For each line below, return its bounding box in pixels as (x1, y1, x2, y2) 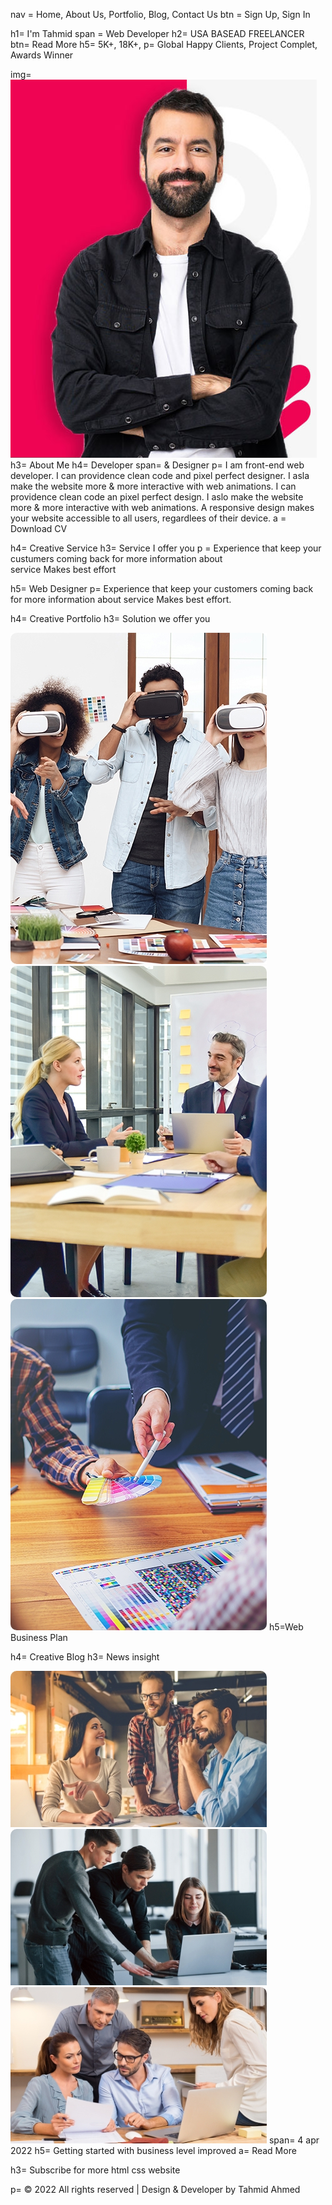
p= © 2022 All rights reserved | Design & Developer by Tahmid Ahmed (10, 2184, 301, 2195)
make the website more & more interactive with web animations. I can (10, 480, 297, 492)
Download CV (10, 523, 68, 534)
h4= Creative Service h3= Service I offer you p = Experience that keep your (10, 542, 322, 554)
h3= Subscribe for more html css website (10, 2164, 181, 2176)
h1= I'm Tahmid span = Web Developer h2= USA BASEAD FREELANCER (10, 28, 305, 39)
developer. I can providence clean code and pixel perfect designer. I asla (10, 470, 310, 481)
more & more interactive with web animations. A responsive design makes (10, 502, 315, 513)
